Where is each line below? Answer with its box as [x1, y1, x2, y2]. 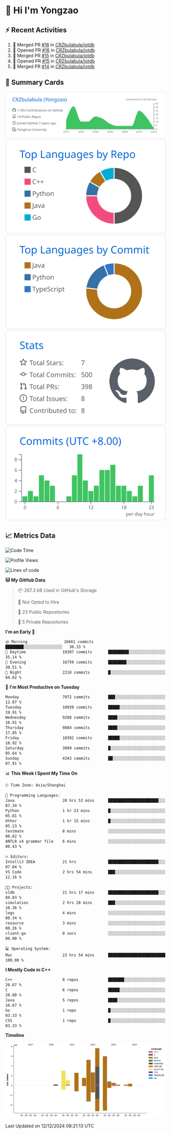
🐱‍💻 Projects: [5, 885, 33, 890]
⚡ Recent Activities [5, 26, 67, 34]
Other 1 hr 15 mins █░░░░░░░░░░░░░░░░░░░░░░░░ [5, 819, 166, 824]
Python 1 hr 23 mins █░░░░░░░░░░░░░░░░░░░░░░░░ [5, 808, 166, 814]
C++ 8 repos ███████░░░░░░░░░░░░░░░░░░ [5, 977, 166, 983]
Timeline [5, 1032, 25, 1038]
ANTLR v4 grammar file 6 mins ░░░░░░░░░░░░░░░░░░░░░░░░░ [5, 839, 166, 844]
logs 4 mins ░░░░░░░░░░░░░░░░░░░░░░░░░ [5, 911, 166, 916]
